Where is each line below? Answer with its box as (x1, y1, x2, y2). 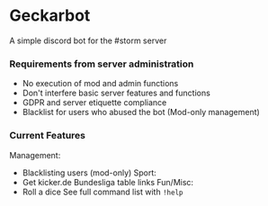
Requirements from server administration (9, 58, 194, 70)
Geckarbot (9, 5, 91, 26)
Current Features (9, 130, 86, 142)
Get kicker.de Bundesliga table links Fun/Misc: (22, 176, 194, 187)
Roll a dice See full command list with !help (22, 186, 183, 197)
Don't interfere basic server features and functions (22, 87, 211, 99)
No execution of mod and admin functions (22, 78, 179, 89)
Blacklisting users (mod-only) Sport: (22, 167, 157, 178)
